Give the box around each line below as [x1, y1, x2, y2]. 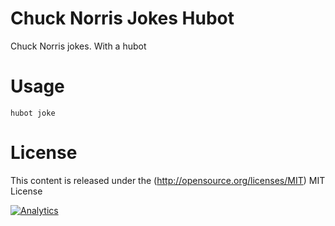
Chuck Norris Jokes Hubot [10, 7, 235, 30]
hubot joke [10, 108, 56, 118]
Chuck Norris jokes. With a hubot [10, 40, 147, 52]
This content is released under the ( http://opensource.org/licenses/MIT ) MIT [10, 174, 326, 186]
